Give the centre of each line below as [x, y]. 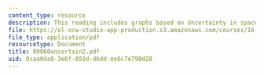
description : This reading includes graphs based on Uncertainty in [123, 23]
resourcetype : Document [47, 45]
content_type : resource [47, 15]
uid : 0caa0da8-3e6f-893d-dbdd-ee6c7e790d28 [81, 59]
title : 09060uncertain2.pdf [54, 52]
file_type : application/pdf [54, 37]
